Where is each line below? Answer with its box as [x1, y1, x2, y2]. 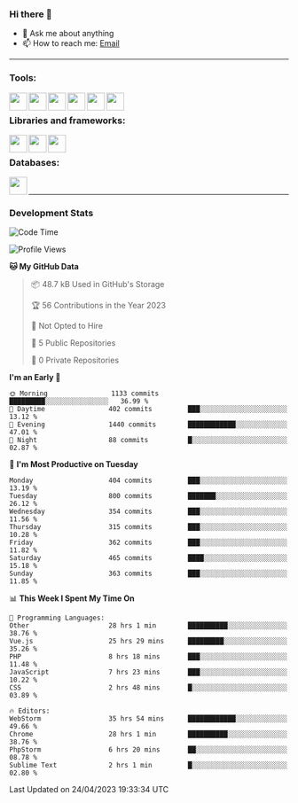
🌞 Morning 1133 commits [9, 389, 160, 398]
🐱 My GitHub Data [9, 261, 80, 272]
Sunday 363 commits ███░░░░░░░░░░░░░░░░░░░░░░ [9, 569, 288, 579]
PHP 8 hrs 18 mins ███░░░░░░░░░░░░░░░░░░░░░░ [9, 652, 288, 661]
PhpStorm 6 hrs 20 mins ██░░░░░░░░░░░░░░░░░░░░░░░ [9, 745, 288, 754]
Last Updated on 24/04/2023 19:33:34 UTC [9, 784, 169, 795]
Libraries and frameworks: [9, 114, 126, 127]
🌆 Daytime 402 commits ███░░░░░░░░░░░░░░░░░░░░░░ [9, 405, 288, 414]
